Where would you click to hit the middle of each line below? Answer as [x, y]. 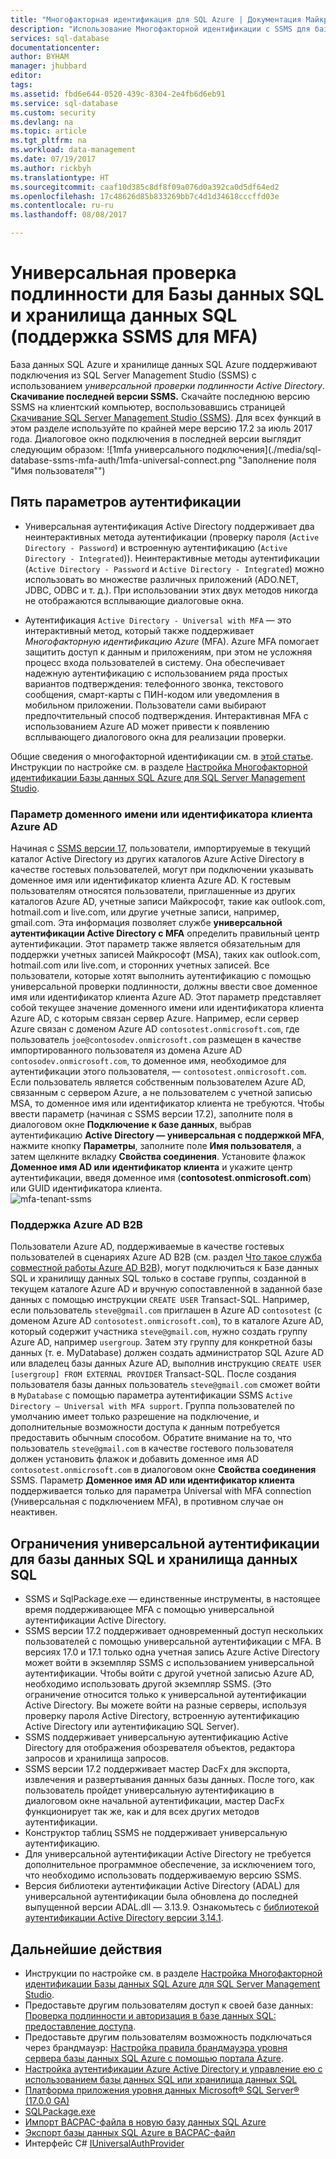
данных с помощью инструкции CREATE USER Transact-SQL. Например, [160, 1300]
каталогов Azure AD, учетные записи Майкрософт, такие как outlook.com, [168, 902]
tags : [21, 85]
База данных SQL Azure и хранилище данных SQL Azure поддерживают [164, 364]
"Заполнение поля [277, 460]
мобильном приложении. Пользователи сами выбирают [145, 705]
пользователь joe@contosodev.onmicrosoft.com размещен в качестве [156, 1040]
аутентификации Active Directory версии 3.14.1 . [124, 1918]
